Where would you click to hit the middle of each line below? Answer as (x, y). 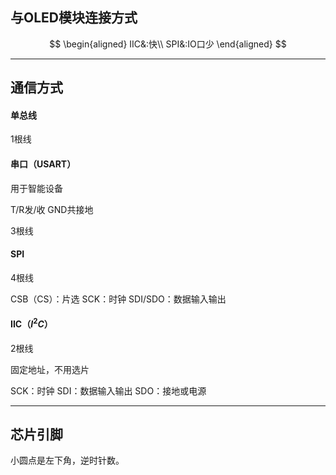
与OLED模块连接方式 (74, 18)
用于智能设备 (36, 188)
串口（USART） (43, 164)
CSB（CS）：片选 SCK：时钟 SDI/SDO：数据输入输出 (118, 299)
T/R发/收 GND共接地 (52, 209)
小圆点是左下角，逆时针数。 (67, 460)
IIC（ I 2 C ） (31, 323)
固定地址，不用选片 (50, 369)
